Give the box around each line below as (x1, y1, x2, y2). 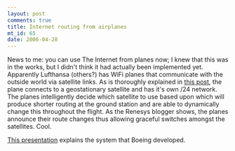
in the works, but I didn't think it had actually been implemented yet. (7, 63, 203, 71)
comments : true (7, 17, 52, 24)
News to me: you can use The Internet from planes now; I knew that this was (7, 55, 229, 64)
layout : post (7, 10, 46, 17)
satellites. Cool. (7, 122, 52, 131)
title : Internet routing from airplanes (7, 23, 128, 30)
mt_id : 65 (7, 29, 36, 37)
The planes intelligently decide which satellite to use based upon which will (7, 92, 224, 101)
